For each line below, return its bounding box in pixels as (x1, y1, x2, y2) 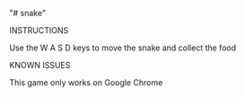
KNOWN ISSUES (9, 60, 71, 70)
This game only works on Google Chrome (9, 77, 163, 88)
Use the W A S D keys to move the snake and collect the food (9, 42, 236, 53)
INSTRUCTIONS (9, 25, 69, 35)
